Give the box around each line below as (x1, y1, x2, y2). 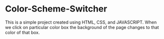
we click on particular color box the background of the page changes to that (5, 24, 159, 30)
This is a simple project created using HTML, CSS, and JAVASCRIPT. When (5, 19, 157, 25)
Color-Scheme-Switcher (5, 3, 108, 14)
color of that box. (5, 29, 40, 35)
